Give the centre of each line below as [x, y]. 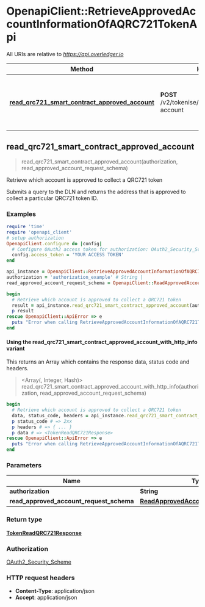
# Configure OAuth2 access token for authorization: [80, 249]
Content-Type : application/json [55, 591]
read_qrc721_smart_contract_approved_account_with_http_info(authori [110, 387]
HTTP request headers [41, 578]
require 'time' [26, 227]
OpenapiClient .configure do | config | [54, 243]
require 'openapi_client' [39, 232]
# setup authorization [35, 238]
